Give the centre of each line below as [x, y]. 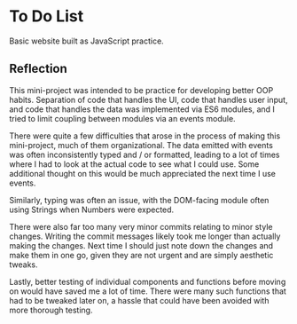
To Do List [47, 16]
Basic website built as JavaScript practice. [86, 41]
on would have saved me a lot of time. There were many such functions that [148, 291]
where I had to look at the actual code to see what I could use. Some [134, 164]
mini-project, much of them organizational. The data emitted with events [141, 145]
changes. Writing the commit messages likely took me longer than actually [145, 236]
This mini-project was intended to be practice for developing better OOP [141, 90]
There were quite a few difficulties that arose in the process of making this [145, 136]
